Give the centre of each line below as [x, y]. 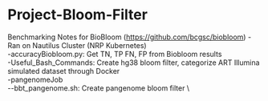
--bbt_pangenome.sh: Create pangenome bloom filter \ [99, 88]
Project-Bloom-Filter [77, 15]
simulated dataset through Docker [64, 71]
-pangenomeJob [35, 79]
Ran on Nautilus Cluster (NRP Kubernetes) [77, 45]
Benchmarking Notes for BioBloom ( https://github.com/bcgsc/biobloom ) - [130, 37]
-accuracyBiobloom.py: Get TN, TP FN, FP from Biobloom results [115, 54]
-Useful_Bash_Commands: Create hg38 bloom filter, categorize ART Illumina [134, 63]
